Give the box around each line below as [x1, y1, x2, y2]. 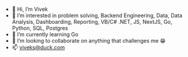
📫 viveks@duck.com [11, 44, 65, 50]
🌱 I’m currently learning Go [11, 31, 79, 38]
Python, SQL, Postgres [11, 24, 68, 31]
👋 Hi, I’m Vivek [11, 6, 48, 12]
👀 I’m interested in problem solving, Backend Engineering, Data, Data [11, 12, 183, 19]
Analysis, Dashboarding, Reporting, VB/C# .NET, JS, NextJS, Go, [11, 18, 172, 25]
